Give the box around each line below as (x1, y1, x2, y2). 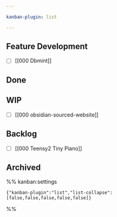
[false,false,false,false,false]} (6, 195, 92, 201)
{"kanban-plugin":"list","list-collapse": (6, 190, 113, 196)
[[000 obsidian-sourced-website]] (14, 111, 99, 118)
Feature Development (6, 41, 88, 51)
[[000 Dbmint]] (14, 57, 52, 65)
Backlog (6, 129, 37, 139)
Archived (6, 163, 41, 173)
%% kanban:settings (6, 178, 58, 185)
